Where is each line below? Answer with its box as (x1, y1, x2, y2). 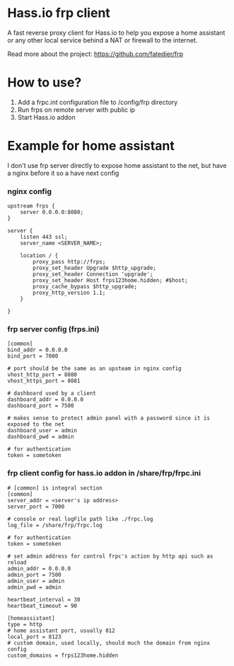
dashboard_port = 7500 (7, 402, 74, 410)
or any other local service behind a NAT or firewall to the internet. (7, 35, 198, 44)
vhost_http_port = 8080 (7, 371, 78, 378)
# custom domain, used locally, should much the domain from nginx (7, 639, 211, 646)
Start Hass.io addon (17, 113, 76, 121)
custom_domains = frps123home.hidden (7, 652, 119, 659)
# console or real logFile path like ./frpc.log (7, 515, 153, 522)
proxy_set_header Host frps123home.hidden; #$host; (33, 277, 189, 284)
